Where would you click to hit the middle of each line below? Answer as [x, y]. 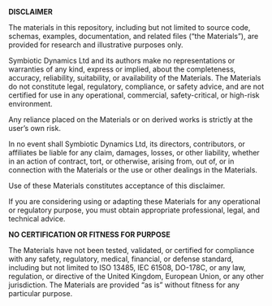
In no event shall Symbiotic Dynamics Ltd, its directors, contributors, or [127, 144]
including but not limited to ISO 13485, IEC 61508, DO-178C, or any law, [127, 267]
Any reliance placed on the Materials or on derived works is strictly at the [131, 120]
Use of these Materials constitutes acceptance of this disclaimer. [117, 186]
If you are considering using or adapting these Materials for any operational [135, 201]
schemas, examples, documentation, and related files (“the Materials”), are [134, 36]
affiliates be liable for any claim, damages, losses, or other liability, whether [134, 153]
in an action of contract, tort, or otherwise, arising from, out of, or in [121, 161]
